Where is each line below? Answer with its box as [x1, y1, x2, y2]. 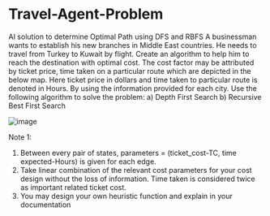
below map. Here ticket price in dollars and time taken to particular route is [8, 75, 258, 84]
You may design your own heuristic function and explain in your [19, 191, 233, 201]
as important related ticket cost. [19, 182, 127, 192]
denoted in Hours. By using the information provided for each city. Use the [8, 83, 257, 93]
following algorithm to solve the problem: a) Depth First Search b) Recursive [8, 92, 262, 102]
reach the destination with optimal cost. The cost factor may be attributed [8, 58, 255, 67]
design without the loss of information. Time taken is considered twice [19, 174, 255, 184]
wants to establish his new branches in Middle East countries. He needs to [8, 40, 257, 50]
